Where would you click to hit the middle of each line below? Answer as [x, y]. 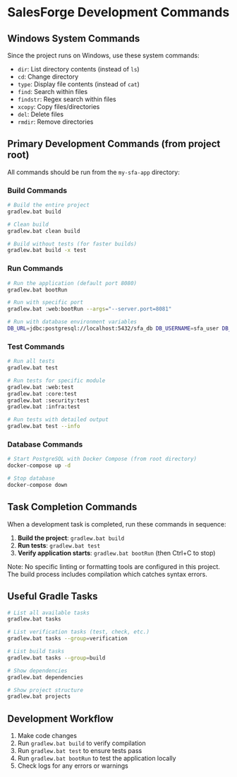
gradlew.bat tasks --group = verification [68, 639]
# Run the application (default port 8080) [72, 283]
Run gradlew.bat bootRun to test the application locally [97, 759]
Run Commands [35, 268]
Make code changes [47, 736]
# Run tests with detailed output [58, 420]
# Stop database [31, 478]
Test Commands [36, 346]
